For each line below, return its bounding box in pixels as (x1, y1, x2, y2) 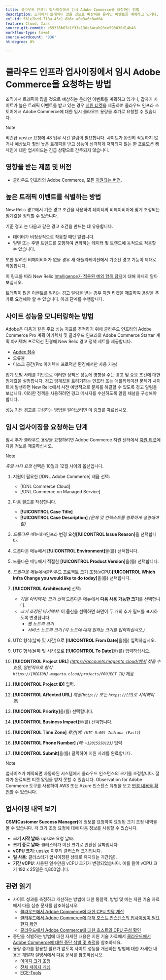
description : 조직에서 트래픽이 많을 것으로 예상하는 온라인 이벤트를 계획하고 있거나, (5, 12, 159, 17)
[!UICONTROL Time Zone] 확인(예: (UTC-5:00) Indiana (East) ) (12, 729, 141, 735)
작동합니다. (5, 263, 27, 269)
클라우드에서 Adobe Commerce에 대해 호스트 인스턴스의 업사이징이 (20, 914, 151, 921)
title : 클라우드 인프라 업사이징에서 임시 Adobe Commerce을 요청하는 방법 (5, 7, 139, 12)
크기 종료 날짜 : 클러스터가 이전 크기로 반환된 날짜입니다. (12, 841, 119, 847)
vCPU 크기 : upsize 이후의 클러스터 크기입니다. (12, 848, 102, 854)
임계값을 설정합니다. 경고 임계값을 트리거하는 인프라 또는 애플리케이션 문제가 (5, 378, 152, 384)
